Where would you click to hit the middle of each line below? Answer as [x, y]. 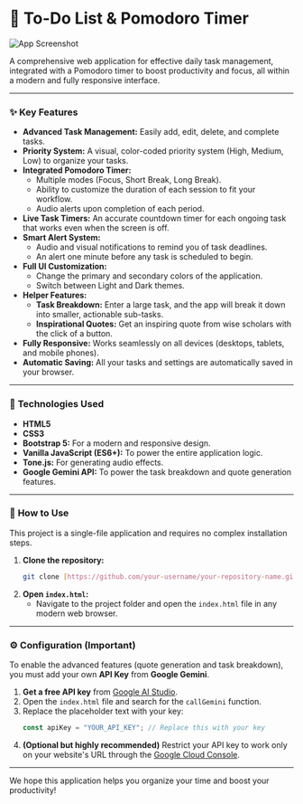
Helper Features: [55, 295]
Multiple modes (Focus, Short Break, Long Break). [129, 180]
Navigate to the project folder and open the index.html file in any [156, 603]
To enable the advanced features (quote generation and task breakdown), [147, 665]
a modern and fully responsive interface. [85, 80]
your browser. [48, 372]
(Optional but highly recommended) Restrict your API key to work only [155, 744]
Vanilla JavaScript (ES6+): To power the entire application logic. [142, 452]
